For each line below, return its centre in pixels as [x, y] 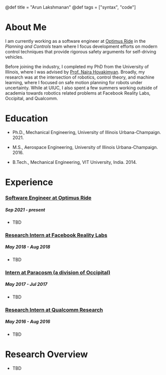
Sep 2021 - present [25, 210]
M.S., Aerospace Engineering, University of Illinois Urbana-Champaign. [85, 147]
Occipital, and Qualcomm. [32, 98]
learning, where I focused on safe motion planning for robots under [74, 82]
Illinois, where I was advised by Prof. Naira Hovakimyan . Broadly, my [75, 72]
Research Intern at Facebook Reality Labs [56, 235]
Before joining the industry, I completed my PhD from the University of [77, 66]
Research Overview [46, 354]
